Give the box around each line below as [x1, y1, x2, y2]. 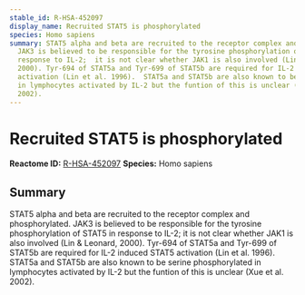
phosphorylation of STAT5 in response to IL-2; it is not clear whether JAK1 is [9, 228, 293, 239]
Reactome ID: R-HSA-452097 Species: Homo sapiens [9, 158, 213, 169]
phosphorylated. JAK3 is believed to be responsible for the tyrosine [9, 219, 262, 230]
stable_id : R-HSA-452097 [9, 13, 103, 23]
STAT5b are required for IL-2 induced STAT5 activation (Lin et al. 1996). [9, 247, 275, 259]
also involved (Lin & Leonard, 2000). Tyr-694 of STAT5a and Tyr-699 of [9, 238, 277, 249]
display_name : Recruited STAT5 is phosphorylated [9, 22, 202, 31]
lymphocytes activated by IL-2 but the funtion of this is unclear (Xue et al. [9, 267, 284, 278]
